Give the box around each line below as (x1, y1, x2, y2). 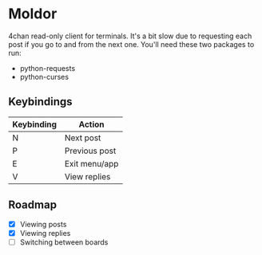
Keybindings (8, 95, 73, 108)
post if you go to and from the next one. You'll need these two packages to (8, 39, 255, 49)
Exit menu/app (64, 158, 119, 169)
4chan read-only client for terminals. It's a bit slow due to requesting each (8, 31, 252, 41)
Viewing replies (19, 228, 71, 237)
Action (78, 119, 105, 130)
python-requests (19, 63, 76, 73)
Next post (64, 132, 101, 143)
